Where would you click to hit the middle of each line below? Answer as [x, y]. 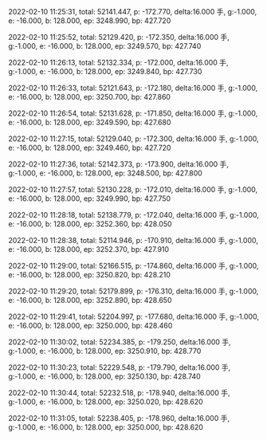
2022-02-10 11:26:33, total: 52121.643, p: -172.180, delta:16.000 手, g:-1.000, [133, 88]
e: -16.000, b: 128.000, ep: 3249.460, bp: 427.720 [90, 147]
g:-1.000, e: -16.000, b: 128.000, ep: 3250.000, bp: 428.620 [106, 427]
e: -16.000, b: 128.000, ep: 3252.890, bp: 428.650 [90, 300]
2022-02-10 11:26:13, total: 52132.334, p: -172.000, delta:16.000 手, [118, 63]
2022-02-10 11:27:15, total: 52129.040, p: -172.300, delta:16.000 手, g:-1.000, [133, 139]
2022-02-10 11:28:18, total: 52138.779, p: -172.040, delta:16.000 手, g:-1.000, [133, 215]
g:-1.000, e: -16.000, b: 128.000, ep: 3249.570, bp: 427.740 [105, 46]
